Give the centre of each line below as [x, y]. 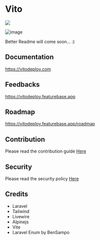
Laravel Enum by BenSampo [41, 232]
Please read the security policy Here [42, 179]
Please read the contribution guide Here [46, 151]
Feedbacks [22, 85]
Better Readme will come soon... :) [40, 41]
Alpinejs [20, 222]
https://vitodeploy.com [28, 69]
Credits [17, 194]
